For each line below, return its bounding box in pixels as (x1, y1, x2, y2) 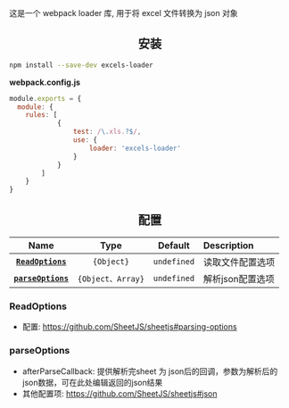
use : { (72, 136, 98, 145)
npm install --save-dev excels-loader (9, 61, 153, 70)
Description (202, 239, 254, 252)
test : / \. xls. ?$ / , (72, 128, 142, 137)
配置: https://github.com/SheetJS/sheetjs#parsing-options (21, 321, 238, 332)
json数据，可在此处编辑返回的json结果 (21, 377, 163, 387)
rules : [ (25, 111, 58, 120)
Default (157, 239, 190, 252)
